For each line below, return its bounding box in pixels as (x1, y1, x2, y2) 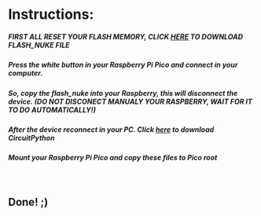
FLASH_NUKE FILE (8, 40, 70, 49)
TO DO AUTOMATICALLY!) (8, 104, 97, 115)
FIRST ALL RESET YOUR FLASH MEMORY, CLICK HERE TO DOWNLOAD (8, 31, 244, 41)
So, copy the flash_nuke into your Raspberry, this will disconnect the (8, 88, 238, 97)
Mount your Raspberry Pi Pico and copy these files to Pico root (8, 153, 218, 163)
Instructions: (8, 5, 94, 24)
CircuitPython (8, 133, 55, 142)
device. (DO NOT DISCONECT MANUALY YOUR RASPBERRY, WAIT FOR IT (8, 97, 253, 106)
